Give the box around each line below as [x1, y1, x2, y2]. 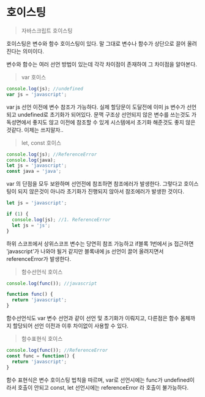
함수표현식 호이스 [21, 335, 63, 343]
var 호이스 [21, 73, 47, 81]
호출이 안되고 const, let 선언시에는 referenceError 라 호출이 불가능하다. [17, 384, 189, 391]
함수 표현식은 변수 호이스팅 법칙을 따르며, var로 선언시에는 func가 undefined [6, 376, 190, 384]
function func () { [6, 291, 53, 297]
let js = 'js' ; [12, 222, 51, 228]
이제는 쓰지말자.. [24, 126, 64, 133]
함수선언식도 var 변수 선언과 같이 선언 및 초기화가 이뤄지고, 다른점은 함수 [6, 315, 179, 322]
